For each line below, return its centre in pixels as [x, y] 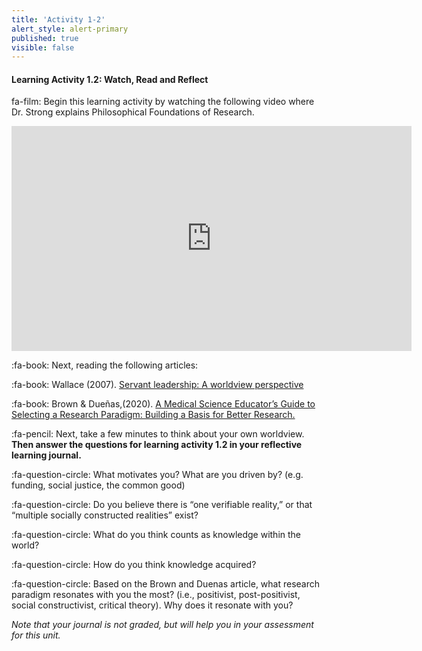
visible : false [43, 47]
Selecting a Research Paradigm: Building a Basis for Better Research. [153, 415]
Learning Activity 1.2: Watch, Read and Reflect [110, 79]
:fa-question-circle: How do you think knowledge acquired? [134, 565]
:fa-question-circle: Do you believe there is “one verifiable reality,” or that [162, 505]
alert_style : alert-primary [70, 29]
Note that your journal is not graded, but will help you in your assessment [162, 625]
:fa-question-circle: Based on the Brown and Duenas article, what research [166, 584]
